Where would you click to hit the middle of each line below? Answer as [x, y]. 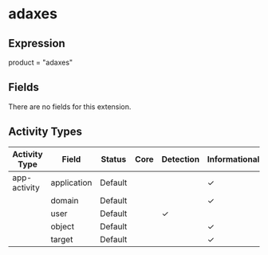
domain [65, 200]
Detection [181, 159]
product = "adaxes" [41, 62]
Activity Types [45, 132]
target [62, 239]
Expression [37, 43]
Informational [233, 159]
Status [114, 159]
